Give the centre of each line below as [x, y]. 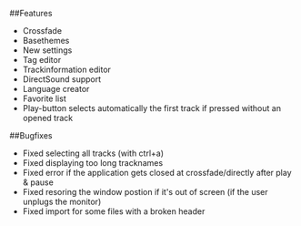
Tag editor [42, 60]
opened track [48, 118]
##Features [31, 13]
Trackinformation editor [67, 69]
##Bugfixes [31, 135]
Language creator [56, 89]
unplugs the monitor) [62, 201]
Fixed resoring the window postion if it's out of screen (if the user [145, 192]
